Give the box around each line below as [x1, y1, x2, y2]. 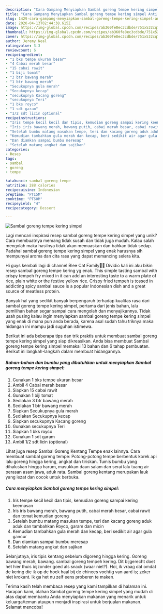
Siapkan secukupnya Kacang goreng [12, 418, 86, 424]
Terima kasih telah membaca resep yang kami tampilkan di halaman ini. [5, 583, 148, 589]
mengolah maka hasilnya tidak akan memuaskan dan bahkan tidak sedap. [5, 243, 152, 249]
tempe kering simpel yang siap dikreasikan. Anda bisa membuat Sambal [5, 338, 149, 344]
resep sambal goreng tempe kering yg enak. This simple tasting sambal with [5, 268, 158, 273]
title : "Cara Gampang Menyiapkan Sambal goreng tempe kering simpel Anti [5, 12, 158, 17]
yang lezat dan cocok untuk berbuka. [5, 474, 80, 480]
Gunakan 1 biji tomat [12, 392, 53, 398]
